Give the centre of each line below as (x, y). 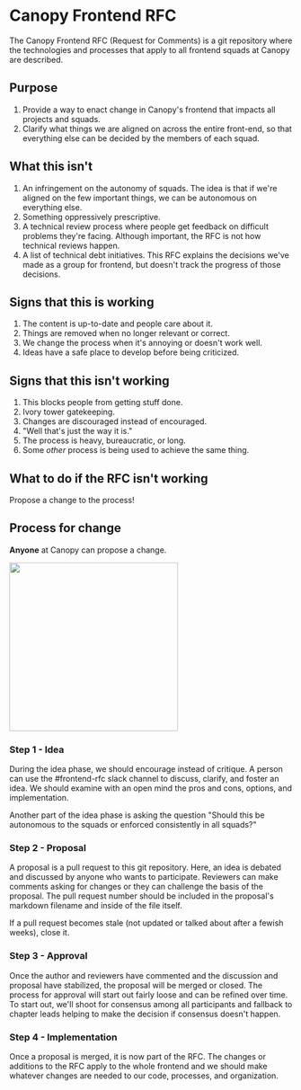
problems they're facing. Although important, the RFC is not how (142, 235)
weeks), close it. (40, 933)
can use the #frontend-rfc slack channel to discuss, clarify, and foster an (144, 779)
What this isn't (51, 167)
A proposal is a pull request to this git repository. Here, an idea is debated (145, 867)
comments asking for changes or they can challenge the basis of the (136, 887)
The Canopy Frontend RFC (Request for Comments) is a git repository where (151, 40)
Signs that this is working (82, 302)
